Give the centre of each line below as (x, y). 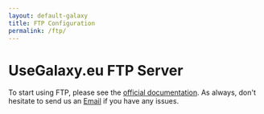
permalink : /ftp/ (37, 31)
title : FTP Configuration (52, 23)
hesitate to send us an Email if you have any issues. (94, 101)
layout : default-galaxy (48, 16)
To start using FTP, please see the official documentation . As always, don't (132, 92)
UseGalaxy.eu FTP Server (96, 70)
